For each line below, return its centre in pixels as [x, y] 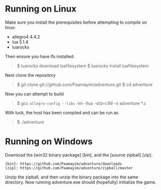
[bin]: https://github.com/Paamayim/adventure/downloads [64, 164]
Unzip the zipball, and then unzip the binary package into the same [72, 177]
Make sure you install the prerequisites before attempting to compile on [76, 22]
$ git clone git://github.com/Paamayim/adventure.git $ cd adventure [85, 84]
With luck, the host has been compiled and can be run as [62, 113]
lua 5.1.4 [20, 42]
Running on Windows [49, 142]
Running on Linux [41, 9]
